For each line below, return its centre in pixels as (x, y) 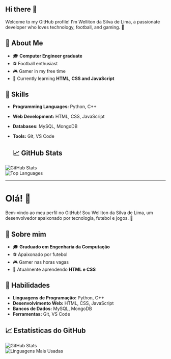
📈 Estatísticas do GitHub (46, 331)
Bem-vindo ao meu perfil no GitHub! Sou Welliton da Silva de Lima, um (79, 213)
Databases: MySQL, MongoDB (45, 126)
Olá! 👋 (18, 199)
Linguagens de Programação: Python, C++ (58, 298)
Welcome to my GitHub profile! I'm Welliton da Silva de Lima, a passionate (83, 21)
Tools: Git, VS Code (33, 136)
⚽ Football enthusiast (35, 63)
